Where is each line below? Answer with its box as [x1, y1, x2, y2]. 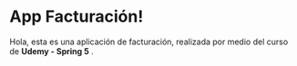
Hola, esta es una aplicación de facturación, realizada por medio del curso [9, 36, 289, 47]
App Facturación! [9, 6, 144, 27]
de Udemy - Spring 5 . [9, 45, 94, 56]
